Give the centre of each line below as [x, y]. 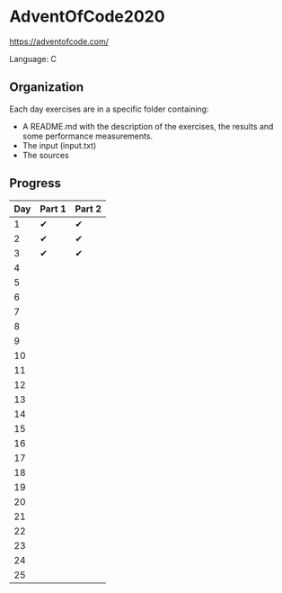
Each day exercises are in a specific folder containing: [109, 109]
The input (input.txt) [59, 145]
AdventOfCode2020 [87, 17]
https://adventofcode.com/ [59, 41]
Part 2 [88, 209]
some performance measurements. [88, 136]
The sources [45, 155]
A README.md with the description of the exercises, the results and [148, 126]
